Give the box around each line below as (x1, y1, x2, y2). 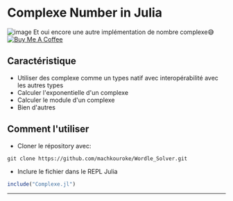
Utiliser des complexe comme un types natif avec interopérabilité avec (17, 73, 218, 82)
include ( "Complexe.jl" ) (7, 180, 76, 188)
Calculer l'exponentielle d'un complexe (17, 88, 129, 96)
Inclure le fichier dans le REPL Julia (17, 167, 118, 175)
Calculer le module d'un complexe (17, 96, 116, 104)
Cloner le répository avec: (17, 141, 92, 150)
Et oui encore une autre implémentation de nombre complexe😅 (33, 28, 215, 36)
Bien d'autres (17, 103, 55, 112)
